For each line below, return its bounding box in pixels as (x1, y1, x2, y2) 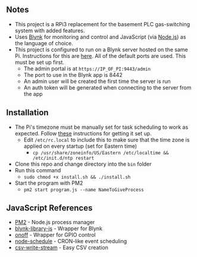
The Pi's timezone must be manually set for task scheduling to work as (14, 123, 189, 131)
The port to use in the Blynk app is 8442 (23, 71, 123, 78)
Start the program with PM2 (14, 179, 83, 187)
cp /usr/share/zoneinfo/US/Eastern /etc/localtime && (32, 150, 169, 156)
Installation (6, 107, 49, 118)
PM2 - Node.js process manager (14, 219, 95, 226)
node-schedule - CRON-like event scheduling (14, 238, 127, 245)
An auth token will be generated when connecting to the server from (23, 83, 192, 91)
